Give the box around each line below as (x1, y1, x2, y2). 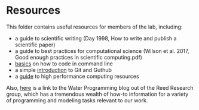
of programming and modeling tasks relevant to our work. (6, 96, 148, 104)
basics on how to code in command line (14, 60, 114, 67)
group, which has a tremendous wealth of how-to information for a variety (6, 90, 189, 98)
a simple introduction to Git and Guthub (14, 66, 112, 73)
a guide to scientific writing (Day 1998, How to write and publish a (14, 34, 177, 42)
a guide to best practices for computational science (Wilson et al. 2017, (14, 47, 189, 54)
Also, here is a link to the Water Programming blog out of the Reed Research (6, 84, 194, 91)
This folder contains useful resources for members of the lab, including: (6, 23, 183, 30)
